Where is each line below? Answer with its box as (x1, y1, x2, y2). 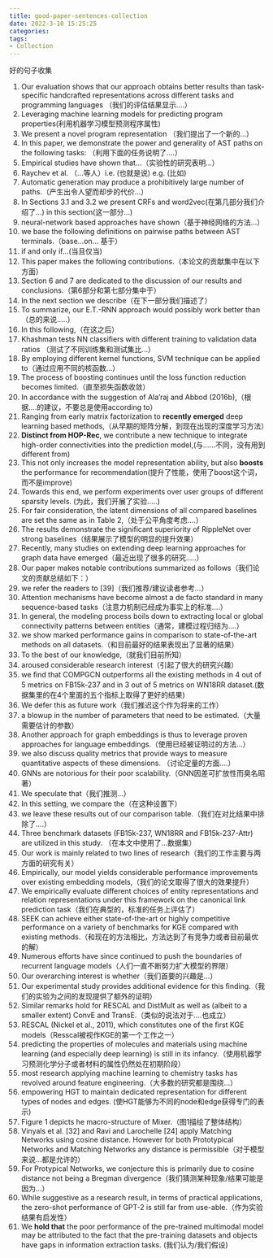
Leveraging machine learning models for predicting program (20, 109, 223, 119)
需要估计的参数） (20, 720, 79, 730)
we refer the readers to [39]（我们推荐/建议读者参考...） (20, 583, 209, 594)
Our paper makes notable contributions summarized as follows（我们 (20, 563, 253, 573)
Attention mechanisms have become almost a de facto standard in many (20, 593, 263, 603)
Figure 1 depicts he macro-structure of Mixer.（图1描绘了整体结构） (20, 1117, 247, 1127)
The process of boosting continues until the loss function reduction (20, 372, 247, 382)
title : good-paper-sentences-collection (9, 11, 149, 20)
